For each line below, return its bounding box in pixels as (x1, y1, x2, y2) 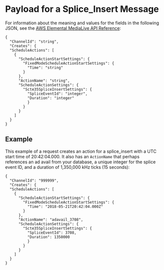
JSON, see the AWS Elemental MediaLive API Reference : (5, 25, 121, 31)
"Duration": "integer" (27, 95, 75, 100)
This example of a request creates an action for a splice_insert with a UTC (5, 148, 157, 154)
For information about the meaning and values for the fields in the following (5, 20, 159, 26)
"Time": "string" (27, 65, 64, 70)
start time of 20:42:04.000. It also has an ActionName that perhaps (5, 153, 140, 159)
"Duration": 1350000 (27, 234, 70, 239)
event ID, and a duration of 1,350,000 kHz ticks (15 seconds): (5, 164, 130, 170)
